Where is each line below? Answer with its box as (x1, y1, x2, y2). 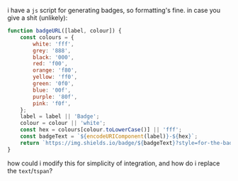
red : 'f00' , (33, 60, 69, 67)
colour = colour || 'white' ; (20, 120, 106, 127)
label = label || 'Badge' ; (20, 113, 100, 120)
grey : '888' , (33, 47, 72, 54)
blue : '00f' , (33, 87, 72, 94)
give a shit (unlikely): (7, 13, 68, 22)
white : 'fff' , (33, 40, 74, 48)
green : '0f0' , (33, 80, 74, 87)
